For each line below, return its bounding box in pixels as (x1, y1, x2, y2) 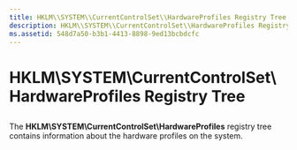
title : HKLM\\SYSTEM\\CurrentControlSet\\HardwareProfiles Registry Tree (9, 12, 287, 22)
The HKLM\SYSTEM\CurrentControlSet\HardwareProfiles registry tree (9, 121, 272, 131)
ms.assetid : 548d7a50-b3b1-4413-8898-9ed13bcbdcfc (9, 29, 200, 38)
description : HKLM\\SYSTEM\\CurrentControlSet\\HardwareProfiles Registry (9, 21, 291, 30)
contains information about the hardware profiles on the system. (9, 130, 243, 141)
